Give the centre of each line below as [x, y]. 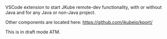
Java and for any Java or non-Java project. [50, 12]
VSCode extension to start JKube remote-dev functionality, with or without [83, 7]
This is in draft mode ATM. [33, 32]
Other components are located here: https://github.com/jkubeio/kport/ [79, 22]
